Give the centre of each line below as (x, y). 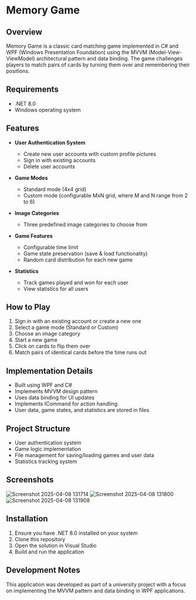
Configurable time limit (51, 247)
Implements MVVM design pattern (56, 391)
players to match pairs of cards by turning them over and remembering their (98, 65)
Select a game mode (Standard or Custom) (66, 327)
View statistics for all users (56, 289)
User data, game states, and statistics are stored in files (82, 410)
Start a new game (36, 340)
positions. (18, 71)
